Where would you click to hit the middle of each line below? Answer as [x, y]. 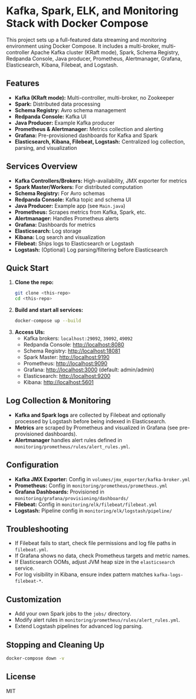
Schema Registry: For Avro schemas [60, 193]
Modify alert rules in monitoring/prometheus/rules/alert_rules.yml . [97, 620]
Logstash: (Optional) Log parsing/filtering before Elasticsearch [91, 250]
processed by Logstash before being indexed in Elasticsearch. [90, 421]
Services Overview [42, 166]
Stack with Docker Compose [77, 23]
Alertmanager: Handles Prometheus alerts [67, 218]
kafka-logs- [169, 575]
